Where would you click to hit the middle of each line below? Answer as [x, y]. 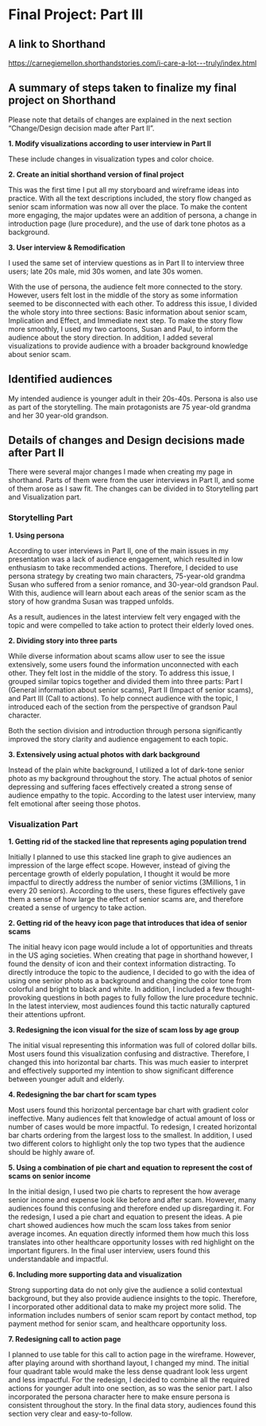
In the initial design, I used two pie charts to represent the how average [124, 1191]
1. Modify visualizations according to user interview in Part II [110, 143]
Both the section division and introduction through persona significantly [125, 730]
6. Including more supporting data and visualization [95, 1275]
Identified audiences [60, 379]
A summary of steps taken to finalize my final [122, 88]
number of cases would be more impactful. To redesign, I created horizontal [133, 1127]
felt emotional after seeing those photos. [75, 803]
